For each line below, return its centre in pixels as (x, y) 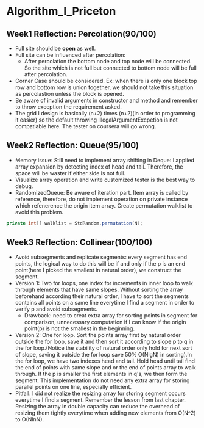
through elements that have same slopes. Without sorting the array (99, 289)
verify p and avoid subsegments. (56, 309)
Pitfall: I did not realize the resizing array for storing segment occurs (100, 393)
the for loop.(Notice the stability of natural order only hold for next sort (104, 348)
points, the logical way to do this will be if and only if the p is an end (100, 263)
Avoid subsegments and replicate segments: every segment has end (101, 257)
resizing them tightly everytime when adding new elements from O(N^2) (105, 413)
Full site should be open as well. (55, 48)
